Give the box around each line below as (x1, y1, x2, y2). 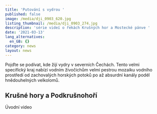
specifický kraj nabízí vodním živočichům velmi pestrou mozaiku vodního (5, 67, 153, 72)
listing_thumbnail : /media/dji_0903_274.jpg (5, 21, 98, 26)
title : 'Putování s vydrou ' (5, 7, 65, 12)
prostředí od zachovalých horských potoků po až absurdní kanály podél (5, 72, 150, 78)
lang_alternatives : (5, 35, 45, 40)
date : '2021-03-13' (5, 30, 45, 35)
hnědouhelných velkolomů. (5, 77, 60, 83)
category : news (5, 44, 36, 48)
